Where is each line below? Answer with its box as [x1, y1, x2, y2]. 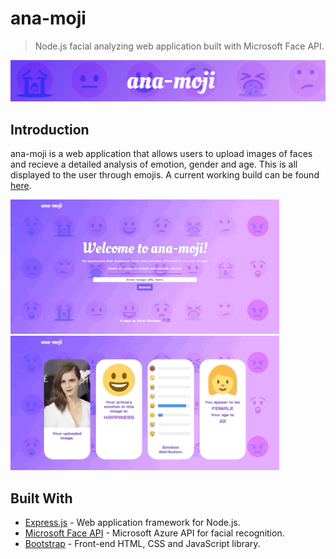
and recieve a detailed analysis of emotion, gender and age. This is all [10, 158, 298, 171]
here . [10, 180, 32, 192]
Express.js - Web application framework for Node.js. [24, 517, 241, 528]
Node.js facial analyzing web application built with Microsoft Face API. [34, 40, 325, 52]
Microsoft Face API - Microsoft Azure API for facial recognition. [24, 527, 285, 539]
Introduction [10, 121, 90, 138]
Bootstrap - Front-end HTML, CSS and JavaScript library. [24, 538, 261, 549]
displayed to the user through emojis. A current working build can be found [10, 169, 320, 181]
